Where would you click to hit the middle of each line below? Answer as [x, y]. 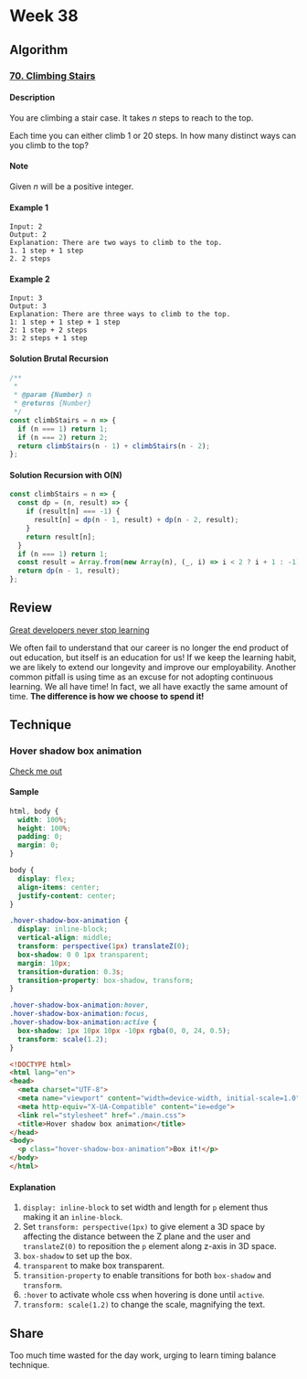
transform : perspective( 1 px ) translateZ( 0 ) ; [104, 946]
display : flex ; [47, 879]
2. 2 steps [30, 259]
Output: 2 [28, 235]
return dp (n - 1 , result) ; [69, 571]
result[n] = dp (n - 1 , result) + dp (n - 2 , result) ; [136, 520]
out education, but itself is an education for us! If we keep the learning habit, [153, 657]
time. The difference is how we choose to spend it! [107, 696]
